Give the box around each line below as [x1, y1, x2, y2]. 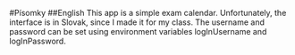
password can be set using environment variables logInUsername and [9, 27, 267, 36]
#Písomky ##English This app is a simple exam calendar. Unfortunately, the [9, 8, 287, 18]
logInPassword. [9, 35, 67, 46]
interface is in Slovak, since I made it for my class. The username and [9, 17, 265, 27]
